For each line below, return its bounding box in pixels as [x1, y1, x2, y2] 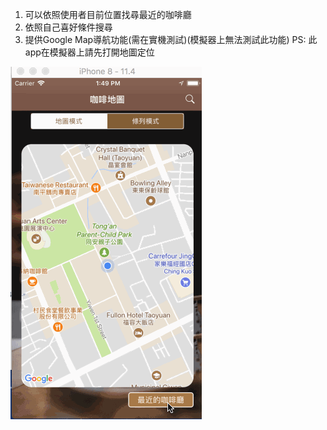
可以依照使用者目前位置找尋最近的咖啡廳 [24, 9, 192, 20]
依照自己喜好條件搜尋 [24, 21, 113, 33]
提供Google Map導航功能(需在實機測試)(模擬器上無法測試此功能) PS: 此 [24, 34, 318, 45]
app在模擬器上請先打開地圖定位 [24, 46, 155, 58]
